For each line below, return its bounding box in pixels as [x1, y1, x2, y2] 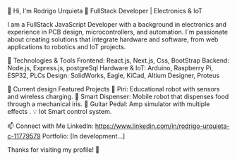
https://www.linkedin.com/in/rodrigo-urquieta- [95, 122, 230, 130]
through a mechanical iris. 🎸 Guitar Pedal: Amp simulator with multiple [7, 100, 210, 108]
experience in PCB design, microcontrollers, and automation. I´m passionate [7, 28, 228, 36]
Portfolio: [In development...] [42, 132, 126, 140]
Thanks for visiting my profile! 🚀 [7, 146, 100, 154]
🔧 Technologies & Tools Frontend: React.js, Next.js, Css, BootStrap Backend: [7, 56, 229, 65]
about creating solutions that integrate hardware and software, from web [7, 35, 219, 44]
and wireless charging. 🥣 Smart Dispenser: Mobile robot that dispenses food [7, 92, 229, 101]
